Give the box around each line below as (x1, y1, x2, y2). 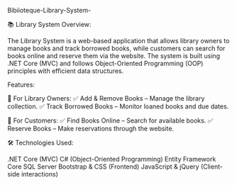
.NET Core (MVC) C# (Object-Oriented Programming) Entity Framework (7, 155, 216, 163)
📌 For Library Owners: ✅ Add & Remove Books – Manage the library (7, 94, 205, 102)
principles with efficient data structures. (7, 67, 124, 75)
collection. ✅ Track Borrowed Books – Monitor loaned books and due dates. (7, 102, 229, 111)
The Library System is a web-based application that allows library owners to (7, 37, 230, 45)
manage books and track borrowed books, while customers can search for (7, 44, 226, 52)
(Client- (201, 162, 224, 171)
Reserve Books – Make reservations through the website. (7, 124, 175, 133)
